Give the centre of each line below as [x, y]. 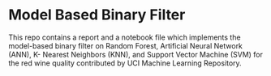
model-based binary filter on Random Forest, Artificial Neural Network [126, 45]
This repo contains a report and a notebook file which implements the [125, 37]
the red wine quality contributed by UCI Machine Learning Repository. [125, 63]
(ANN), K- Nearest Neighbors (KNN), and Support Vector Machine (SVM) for [136, 54]
